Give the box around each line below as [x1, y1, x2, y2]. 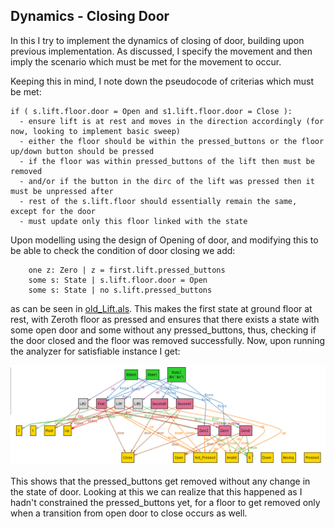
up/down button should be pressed [10, 146, 155, 156]
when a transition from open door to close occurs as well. [10, 507, 248, 519]
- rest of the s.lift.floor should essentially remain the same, [19, 196, 298, 206]
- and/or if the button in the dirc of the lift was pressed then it [19, 176, 315, 186]
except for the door [10, 206, 97, 216]
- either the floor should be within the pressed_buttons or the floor [19, 136, 325, 146]
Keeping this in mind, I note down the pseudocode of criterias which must [10, 75, 315, 87]
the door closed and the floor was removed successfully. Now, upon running [10, 334, 326, 346]
